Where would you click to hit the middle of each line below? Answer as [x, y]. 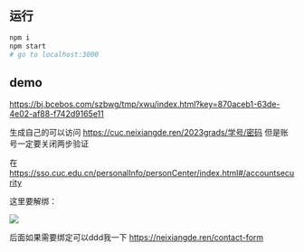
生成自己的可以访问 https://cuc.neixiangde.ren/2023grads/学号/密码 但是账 [149, 133]
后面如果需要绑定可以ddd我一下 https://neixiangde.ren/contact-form [137, 238]
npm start [28, 46]
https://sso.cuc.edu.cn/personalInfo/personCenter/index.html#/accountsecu [152, 173]
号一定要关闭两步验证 [49, 144]
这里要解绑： [33, 201]
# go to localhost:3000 [54, 54]
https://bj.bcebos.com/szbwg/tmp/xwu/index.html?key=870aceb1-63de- [145, 104]
